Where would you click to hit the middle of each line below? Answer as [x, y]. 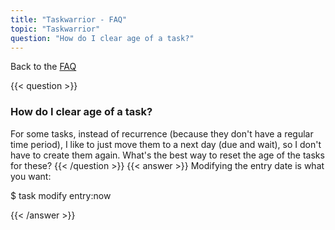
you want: [31, 176]
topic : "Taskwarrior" [55, 29]
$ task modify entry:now [61, 195]
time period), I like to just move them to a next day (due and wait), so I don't [166, 144]
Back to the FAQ [43, 67]
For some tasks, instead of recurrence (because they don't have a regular [162, 133]
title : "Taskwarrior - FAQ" [69, 19]
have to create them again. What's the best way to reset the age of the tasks [167, 155]
